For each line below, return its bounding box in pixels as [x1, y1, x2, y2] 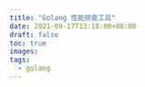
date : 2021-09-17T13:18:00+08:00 [9, 22, 137, 31]
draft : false [9, 30, 59, 39]
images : [9, 47, 39, 56]
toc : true [9, 38, 47, 48]
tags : [9, 55, 30, 64]
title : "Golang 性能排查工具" [9, 13, 116, 23]
